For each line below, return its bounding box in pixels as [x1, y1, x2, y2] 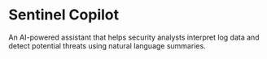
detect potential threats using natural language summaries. [8, 40, 206, 50]
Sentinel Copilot [8, 6, 120, 24]
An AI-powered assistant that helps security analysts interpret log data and [8, 32, 260, 42]
